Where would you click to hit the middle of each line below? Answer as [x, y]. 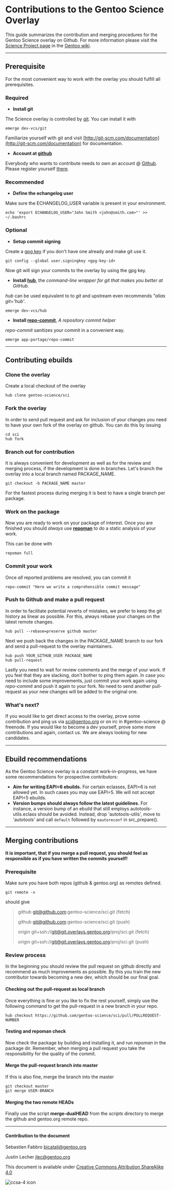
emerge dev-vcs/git [26, 129]
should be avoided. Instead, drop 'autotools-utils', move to [99, 814]
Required [17, 98]
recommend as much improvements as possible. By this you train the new [83, 972]
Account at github [32, 153]
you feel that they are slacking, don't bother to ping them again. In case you [85, 675]
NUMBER [12, 1020]
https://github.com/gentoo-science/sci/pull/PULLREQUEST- [98, 1015]
